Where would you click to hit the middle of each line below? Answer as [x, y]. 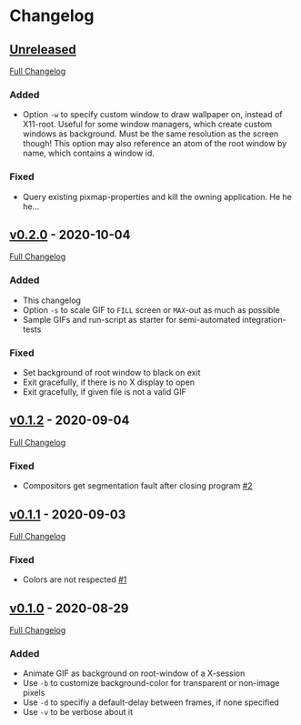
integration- [264, 319]
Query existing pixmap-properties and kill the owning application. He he [157, 196]
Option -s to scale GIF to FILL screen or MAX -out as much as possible [151, 309]
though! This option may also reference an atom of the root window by [155, 144]
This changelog [52, 300]
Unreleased [43, 50]
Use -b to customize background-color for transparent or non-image [151, 683]
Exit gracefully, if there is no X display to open [109, 382]
